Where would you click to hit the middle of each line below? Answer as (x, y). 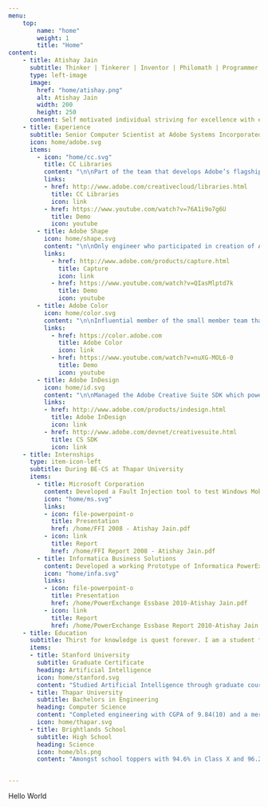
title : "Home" (60, 46)
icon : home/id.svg (74, 388)
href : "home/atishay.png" (80, 90)
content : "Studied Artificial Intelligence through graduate (141, 685)
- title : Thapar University (76, 693)
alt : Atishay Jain (67, 98)
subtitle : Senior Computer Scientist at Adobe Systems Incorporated (146, 134)
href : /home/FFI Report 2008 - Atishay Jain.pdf (133, 551)
